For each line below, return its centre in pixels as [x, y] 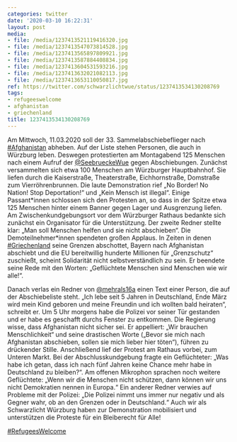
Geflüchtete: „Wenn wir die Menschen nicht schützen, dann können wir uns [117, 380]
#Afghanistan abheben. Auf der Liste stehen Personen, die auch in [104, 147]
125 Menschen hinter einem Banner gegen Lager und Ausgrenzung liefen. [115, 207]
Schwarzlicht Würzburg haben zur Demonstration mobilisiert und [102, 409]
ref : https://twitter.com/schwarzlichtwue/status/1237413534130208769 [114, 87]
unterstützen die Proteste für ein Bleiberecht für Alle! [84, 417]
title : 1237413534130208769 [49, 119]
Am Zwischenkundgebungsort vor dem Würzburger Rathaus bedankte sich [117, 215]
